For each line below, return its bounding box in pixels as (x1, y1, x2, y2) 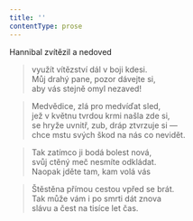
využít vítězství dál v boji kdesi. (31, 64, 148, 75)
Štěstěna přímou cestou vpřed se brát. (31, 183, 175, 194)
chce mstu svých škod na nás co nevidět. (31, 129, 186, 140)
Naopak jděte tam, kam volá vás (31, 166, 152, 177)
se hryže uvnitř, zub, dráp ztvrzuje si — (31, 119, 179, 131)
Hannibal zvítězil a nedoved (9, 46, 113, 57)
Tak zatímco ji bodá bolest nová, (31, 146, 152, 158)
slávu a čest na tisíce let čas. (31, 202, 139, 213)
